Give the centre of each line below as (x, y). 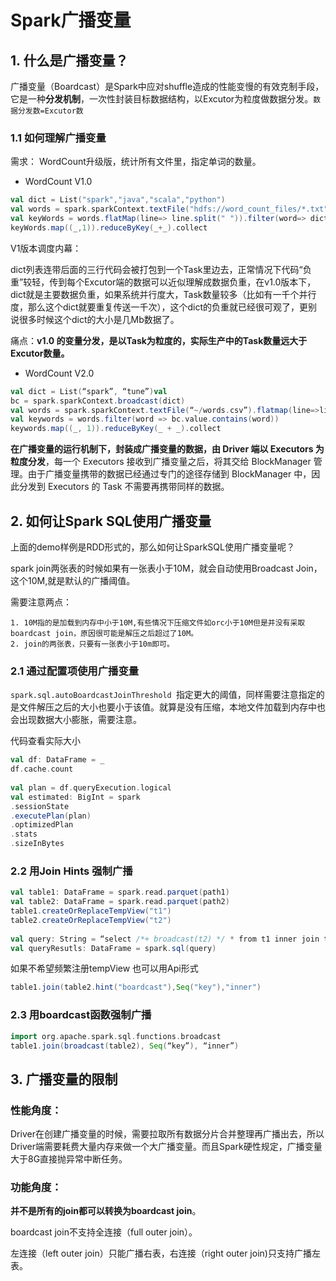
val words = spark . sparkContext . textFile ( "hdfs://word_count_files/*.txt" (169, 209)
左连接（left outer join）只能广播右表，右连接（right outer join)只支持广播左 (165, 1253)
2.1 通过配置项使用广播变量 (75, 671)
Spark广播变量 (71, 20)
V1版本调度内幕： (46, 248)
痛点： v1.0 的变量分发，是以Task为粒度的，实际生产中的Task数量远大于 (159, 340)
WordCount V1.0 (58, 182)
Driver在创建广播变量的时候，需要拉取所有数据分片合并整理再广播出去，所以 (167, 1134)
